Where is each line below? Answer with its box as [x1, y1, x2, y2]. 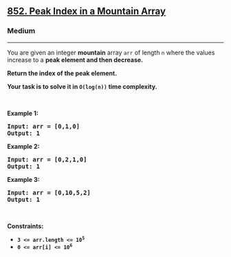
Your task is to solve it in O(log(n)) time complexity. [7, 82, 157, 90]
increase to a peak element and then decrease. [7, 55, 143, 64]
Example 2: [7, 142, 40, 150]
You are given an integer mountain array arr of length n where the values [7, 48, 215, 56]
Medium [7, 26, 36, 36]
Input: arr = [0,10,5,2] [7, 189, 91, 196]
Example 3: [7, 175, 40, 183]
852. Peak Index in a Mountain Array [7, 6, 166, 17]
